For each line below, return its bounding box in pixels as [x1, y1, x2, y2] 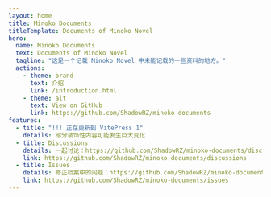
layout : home [8, 11, 52, 20]
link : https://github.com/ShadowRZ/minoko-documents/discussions [23, 154, 248, 162]
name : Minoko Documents [15, 42, 95, 50]
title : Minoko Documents [8, 19, 92, 27]
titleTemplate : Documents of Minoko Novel [8, 27, 153, 35]
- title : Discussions [15, 138, 89, 147]
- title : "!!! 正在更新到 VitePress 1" [15, 124, 144, 132]
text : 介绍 [29, 79, 65, 87]
